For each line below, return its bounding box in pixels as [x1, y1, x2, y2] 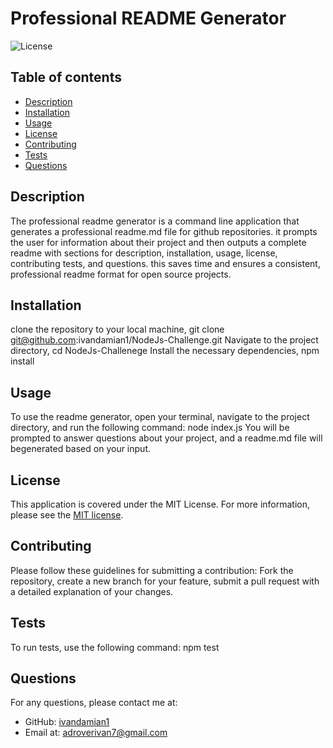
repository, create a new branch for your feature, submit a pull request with [10, 575, 320, 587]
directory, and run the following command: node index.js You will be [10, 422, 290, 434]
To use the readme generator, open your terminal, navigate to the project [10, 411, 310, 423]
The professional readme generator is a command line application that [10, 215, 300, 227]
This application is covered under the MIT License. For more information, [10, 498, 311, 510]
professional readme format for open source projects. [10, 268, 232, 280]
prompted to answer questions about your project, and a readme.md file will [10, 432, 323, 444]
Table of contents [10, 69, 122, 86]
